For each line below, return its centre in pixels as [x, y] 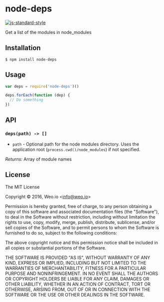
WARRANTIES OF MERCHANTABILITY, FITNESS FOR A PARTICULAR [76, 268]
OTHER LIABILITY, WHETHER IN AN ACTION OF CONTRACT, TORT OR [78, 284]
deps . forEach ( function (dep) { [38, 95]
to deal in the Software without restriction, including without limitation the [80, 217]
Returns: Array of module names [39, 159]
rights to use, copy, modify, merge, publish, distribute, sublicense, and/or [80, 222]
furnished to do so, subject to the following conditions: [61, 232]
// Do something [26, 100]
